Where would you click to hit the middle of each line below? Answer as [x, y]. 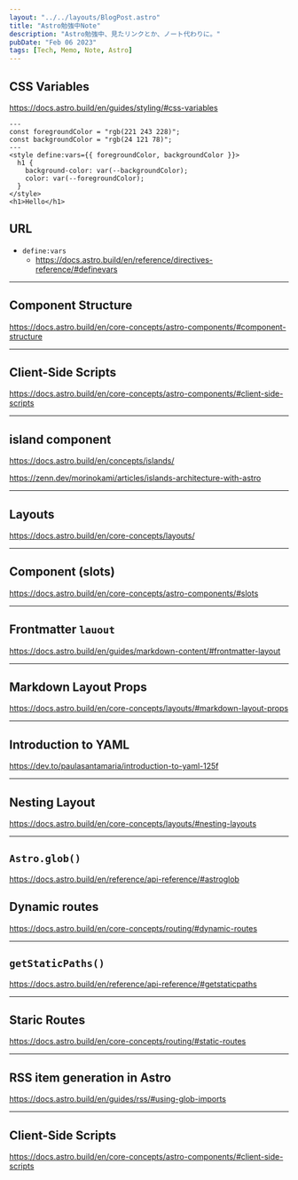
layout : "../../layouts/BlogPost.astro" [85, 17]
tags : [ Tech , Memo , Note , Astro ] [71, 51]
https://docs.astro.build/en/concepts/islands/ [92, 461]
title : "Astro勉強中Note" [55, 26]
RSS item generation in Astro [90, 1077]
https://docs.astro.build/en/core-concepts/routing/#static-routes [128, 1041]
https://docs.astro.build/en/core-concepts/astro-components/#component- [148, 327]
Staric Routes [47, 1020]
